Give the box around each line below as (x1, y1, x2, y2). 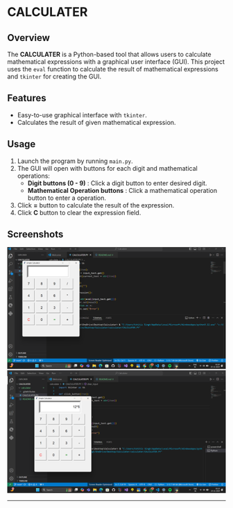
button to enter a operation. (27, 194, 106, 202)
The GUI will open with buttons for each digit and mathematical (17, 164, 198, 172)
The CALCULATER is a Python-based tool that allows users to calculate (7, 50, 212, 58)
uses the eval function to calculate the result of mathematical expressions (7, 65, 218, 73)
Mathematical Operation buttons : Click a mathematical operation (27, 186, 217, 194)
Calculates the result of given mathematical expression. (17, 118, 176, 126)
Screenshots (7, 228, 64, 240)
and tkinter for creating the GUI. (7, 72, 102, 81)
